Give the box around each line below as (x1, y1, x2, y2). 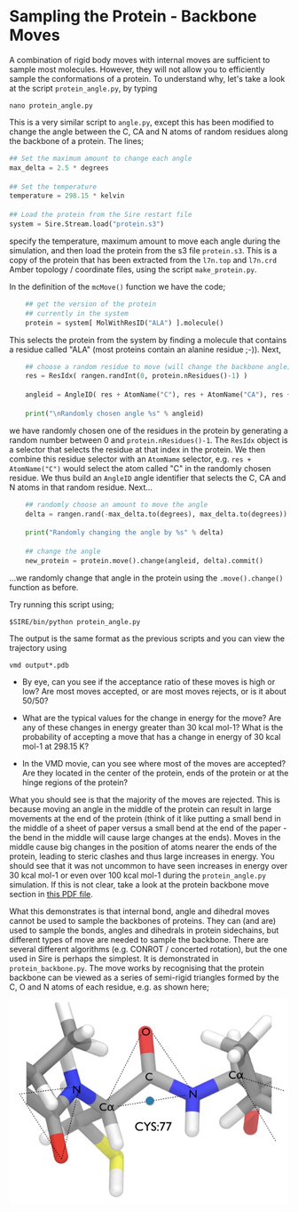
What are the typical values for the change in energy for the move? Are (21, 712, 282, 723)
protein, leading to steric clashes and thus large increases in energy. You (9, 851, 275, 862)
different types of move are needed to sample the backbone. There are (9, 934, 269, 944)
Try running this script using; (9, 598, 114, 610)
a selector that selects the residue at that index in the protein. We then (9, 444, 266, 454)
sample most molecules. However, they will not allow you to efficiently (9, 64, 265, 75)
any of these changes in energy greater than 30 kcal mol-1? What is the (21, 722, 284, 733)
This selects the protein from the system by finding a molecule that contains (9, 334, 287, 345)
